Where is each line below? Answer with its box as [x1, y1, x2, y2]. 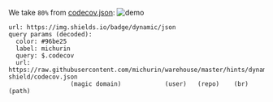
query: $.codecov [15, 52, 75, 60]
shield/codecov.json [8, 73, 79, 81]
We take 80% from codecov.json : [8, 8, 115, 17]
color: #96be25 [15, 37, 67, 45]
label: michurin [15, 45, 71, 53]
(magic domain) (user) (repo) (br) [70, 80, 249, 88]
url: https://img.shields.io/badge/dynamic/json [8, 23, 176, 32]
